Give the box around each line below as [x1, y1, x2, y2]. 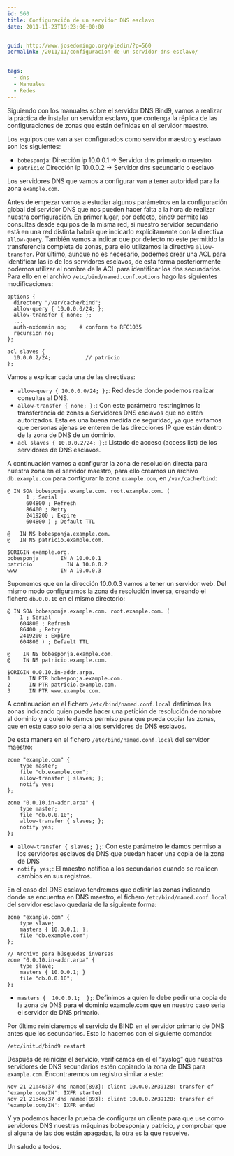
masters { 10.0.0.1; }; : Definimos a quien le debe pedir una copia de [17, 993, 227, 1001]
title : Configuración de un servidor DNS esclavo [7, 17, 155, 24]
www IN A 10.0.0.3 [7, 567, 101, 574]
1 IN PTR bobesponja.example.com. [7, 675, 124, 682]
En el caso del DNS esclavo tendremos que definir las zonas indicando [7, 885, 211, 894]
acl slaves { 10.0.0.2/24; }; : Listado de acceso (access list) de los [17, 438, 218, 446]
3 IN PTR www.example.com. [7, 687, 101, 694]
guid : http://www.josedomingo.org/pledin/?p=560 [7, 42, 152, 49]
